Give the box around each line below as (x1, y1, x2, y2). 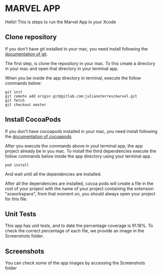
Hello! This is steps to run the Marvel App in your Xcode (5, 19, 117, 25)
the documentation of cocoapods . (5, 133, 73, 139)
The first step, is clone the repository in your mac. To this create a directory (5, 60, 156, 66)
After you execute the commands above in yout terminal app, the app (5, 143, 143, 148)
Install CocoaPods (5, 115, 61, 124)
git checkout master (5, 102, 47, 107)
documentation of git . (5, 51, 48, 57)
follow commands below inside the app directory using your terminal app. (5, 153, 151, 159)
